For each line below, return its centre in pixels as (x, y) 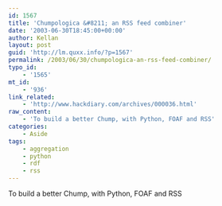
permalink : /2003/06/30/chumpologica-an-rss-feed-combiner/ (110, 60)
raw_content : (30, 112)
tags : (17, 141)
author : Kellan (33, 38)
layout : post (30, 45)
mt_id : (19, 82)
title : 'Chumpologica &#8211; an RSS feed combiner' (97, 23)
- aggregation (46, 149)
